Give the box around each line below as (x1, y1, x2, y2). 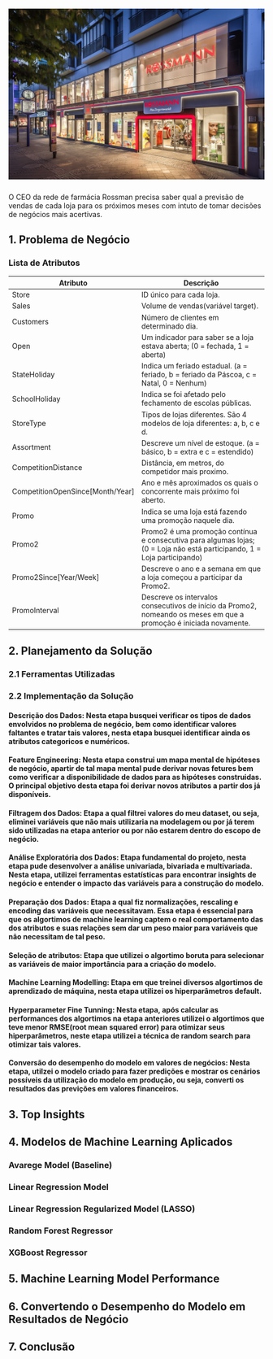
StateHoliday (11, 370, 55, 380)
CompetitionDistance (11, 462, 83, 472)
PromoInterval (11, 605, 59, 615)
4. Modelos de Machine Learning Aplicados (8, 1135, 233, 1149)
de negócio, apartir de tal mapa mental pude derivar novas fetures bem (8, 764, 253, 773)
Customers (11, 317, 49, 327)
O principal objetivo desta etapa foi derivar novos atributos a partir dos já (8, 781, 261, 791)
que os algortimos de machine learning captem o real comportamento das (8, 915, 264, 924)
